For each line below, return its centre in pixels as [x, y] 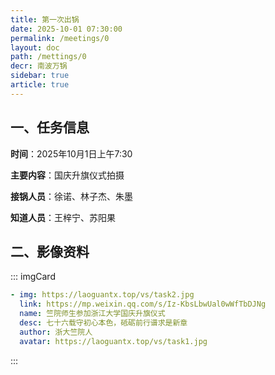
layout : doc [35, 47]
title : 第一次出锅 [45, 19]
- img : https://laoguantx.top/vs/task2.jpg [102, 295]
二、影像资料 [50, 251]
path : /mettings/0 [48, 57]
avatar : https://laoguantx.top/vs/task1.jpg [113, 341]
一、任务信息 [50, 127]
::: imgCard [33, 277]
